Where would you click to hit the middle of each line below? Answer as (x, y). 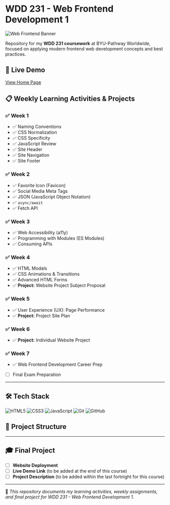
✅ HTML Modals (30, 268)
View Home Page (23, 82)
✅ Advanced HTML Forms (40, 280)
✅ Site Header (28, 149)
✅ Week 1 (17, 116)
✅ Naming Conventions (37, 127)
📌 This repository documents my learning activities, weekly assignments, (81, 491)
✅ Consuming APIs (32, 244)
